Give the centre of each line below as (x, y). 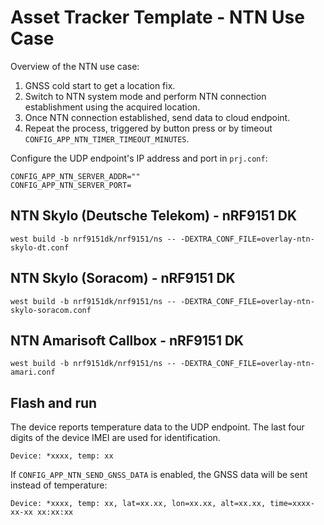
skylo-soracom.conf (51, 310)
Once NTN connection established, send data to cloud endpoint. (157, 117)
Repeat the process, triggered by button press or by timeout (148, 128)
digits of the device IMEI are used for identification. (115, 438)
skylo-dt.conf (40, 247)
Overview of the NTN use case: (75, 66)
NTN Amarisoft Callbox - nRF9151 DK (127, 340)
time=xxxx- (292, 504)
